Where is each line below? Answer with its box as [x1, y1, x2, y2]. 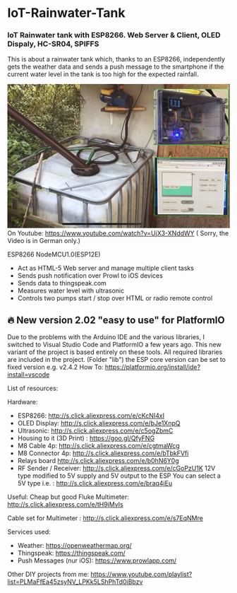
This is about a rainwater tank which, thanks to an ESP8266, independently [7, 55, 226, 64]
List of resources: [7, 384, 59, 393]
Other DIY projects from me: [7, 570, 90, 579]
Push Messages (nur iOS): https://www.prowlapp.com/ [17, 556, 177, 565]
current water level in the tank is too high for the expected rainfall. [7, 70, 199, 78]
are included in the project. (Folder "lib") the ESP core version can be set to [7, 356, 226, 364]
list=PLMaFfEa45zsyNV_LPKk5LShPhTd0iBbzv [7, 577, 143, 586]
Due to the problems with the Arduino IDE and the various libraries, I [7, 333, 205, 341]
